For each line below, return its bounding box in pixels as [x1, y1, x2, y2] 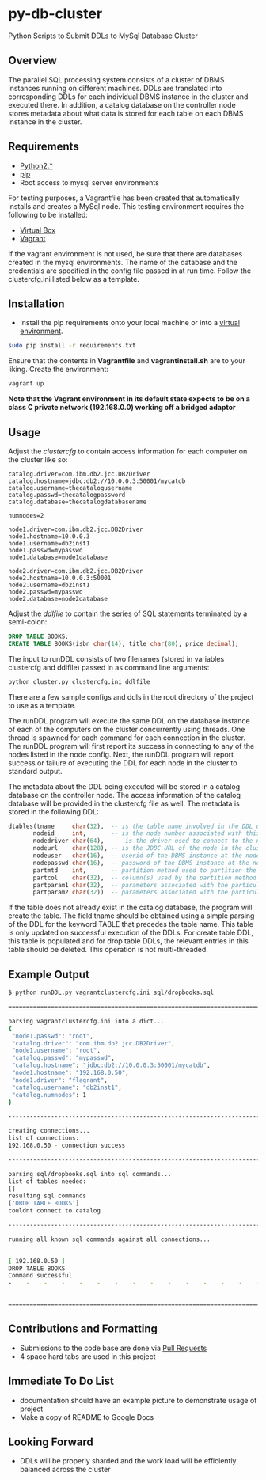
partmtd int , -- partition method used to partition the [32, 866, 257, 875]
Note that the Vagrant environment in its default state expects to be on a [8, 394, 251, 404]
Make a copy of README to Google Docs [19, 1412, 154, 1421]
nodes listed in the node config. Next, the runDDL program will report [8, 749, 234, 759]
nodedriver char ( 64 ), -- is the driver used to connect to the [32, 837, 253, 845]
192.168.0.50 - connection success [8, 1141, 126, 1149]
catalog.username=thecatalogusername [8, 484, 133, 491]
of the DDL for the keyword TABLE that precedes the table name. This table [8, 920, 254, 929]
